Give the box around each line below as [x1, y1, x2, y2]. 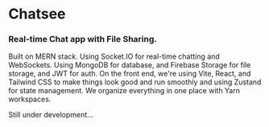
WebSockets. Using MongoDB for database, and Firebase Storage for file [8, 60, 251, 70]
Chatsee [8, 5, 66, 23]
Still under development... [8, 110, 94, 120]
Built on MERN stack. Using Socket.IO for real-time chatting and [8, 51, 220, 61]
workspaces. [8, 94, 52, 104]
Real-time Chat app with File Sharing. [8, 34, 157, 45]
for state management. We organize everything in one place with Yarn [8, 86, 240, 96]
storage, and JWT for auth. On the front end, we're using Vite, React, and [8, 69, 251, 79]
